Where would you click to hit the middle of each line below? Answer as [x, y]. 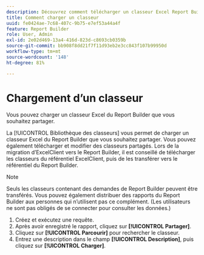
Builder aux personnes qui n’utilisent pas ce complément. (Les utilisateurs [98, 202]
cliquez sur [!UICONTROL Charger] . [60, 246]
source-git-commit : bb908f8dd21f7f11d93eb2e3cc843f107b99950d [87, 46]
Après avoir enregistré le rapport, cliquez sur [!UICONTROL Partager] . [103, 226]
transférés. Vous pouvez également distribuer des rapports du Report [93, 195]
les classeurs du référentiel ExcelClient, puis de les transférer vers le [92, 159]
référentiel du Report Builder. [42, 165]
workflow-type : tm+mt [34, 52]
